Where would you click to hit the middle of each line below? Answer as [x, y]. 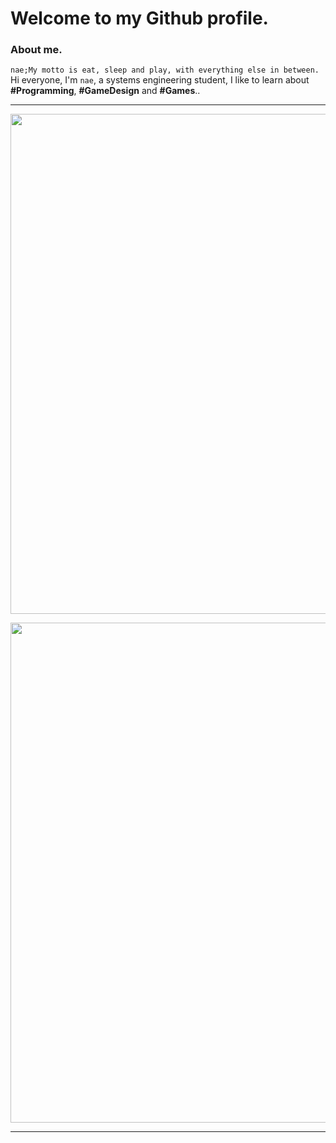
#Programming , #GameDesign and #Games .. [105, 91]
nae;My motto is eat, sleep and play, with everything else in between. [165, 70]
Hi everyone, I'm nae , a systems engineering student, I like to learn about [160, 80]
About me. [36, 50]
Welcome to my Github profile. [139, 18]
